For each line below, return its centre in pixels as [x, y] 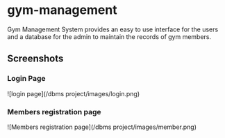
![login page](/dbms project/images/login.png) [74, 93]
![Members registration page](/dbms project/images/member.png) [102, 127]
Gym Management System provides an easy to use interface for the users [113, 29]
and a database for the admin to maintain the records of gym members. [109, 36]
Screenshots [35, 59]
